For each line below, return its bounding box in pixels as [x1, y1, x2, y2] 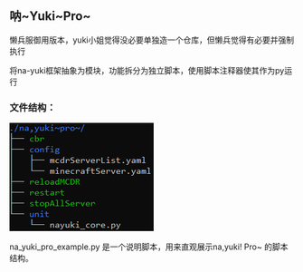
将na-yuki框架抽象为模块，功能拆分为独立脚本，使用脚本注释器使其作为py [9, 64, 285, 75]
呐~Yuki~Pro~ [9, 8, 91, 24]
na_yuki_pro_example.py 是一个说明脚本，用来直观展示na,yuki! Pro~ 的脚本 [9, 241, 289, 252]
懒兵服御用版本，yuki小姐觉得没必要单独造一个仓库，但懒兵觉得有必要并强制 [9, 34, 295, 45]
